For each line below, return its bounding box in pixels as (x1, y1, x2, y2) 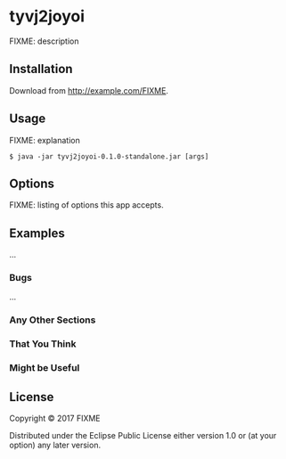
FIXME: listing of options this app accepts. (9, 200, 164, 210)
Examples (9, 225, 65, 241)
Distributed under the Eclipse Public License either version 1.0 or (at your (9, 430, 277, 441)
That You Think (9, 338, 77, 350)
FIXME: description (9, 36, 79, 46)
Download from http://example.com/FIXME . (9, 85, 169, 95)
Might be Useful (9, 362, 80, 374)
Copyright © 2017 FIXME (9, 413, 101, 424)
